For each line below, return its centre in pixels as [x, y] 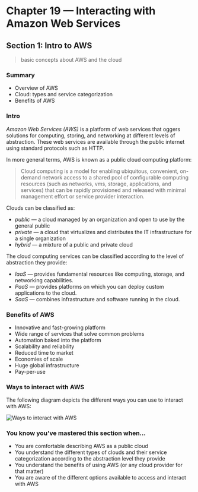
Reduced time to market [44, 352]
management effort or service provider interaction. [82, 196]
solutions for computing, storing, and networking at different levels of [91, 135]
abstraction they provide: [37, 262]
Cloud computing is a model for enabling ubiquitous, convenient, [100, 171]
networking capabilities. [44, 280]
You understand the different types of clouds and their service [91, 452]
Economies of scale [39, 359]
